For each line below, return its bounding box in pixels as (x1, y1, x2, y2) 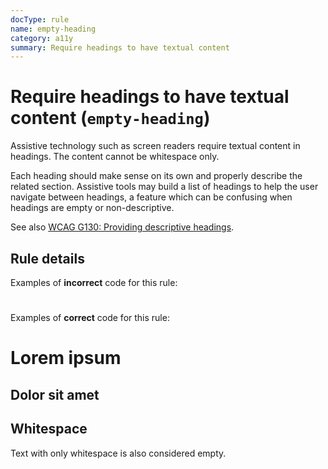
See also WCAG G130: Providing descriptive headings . (10, 221, 235, 233)
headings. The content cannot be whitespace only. (10, 151, 220, 163)
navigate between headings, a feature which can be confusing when (10, 191, 293, 203)
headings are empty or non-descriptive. (10, 202, 175, 214)
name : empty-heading (10, 24, 97, 34)
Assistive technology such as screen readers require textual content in (10, 140, 301, 152)
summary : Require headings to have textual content (10, 42, 230, 53)
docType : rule (10, 14, 70, 25)
